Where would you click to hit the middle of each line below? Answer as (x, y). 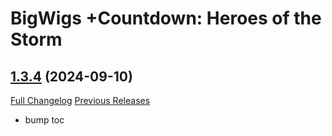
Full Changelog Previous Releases (80, 100)
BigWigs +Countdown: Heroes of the (166, 18)
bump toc (44, 120)
